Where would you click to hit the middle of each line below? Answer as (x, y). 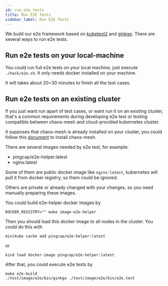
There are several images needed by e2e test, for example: (67, 147)
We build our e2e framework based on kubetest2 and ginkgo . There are (80, 34)
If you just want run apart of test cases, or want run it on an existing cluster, (84, 111)
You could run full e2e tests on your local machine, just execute (72, 68)
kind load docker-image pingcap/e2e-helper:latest (60, 255)
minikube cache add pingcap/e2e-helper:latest (55, 236)
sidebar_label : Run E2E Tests (37, 19)
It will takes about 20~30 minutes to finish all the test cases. (68, 83)
